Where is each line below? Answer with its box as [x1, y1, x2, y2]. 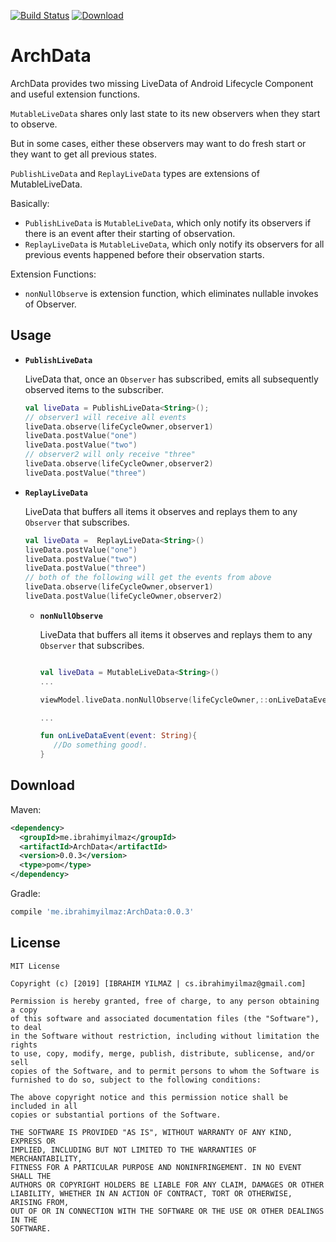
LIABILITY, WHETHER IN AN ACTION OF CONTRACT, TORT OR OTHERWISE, [10, 1188, 293, 1199]
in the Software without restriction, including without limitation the [10, 1031, 320, 1041]
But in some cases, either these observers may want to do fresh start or [10, 137, 307, 149]
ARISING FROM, [10, 1197, 70, 1207]
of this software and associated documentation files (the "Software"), [10, 1013, 320, 1024]
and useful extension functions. [10, 88, 141, 100]
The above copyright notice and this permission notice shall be [10, 1092, 288, 1102]
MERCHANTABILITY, [10, 1153, 83, 1164]
